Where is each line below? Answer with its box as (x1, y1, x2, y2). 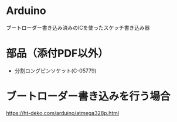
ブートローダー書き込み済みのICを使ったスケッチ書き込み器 (6, 24, 150, 31)
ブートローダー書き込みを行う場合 (6, 90, 171, 103)
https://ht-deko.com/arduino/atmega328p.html (6, 109, 119, 116)
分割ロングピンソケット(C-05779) (14, 67, 97, 74)
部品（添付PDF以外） (6, 47, 108, 60)
